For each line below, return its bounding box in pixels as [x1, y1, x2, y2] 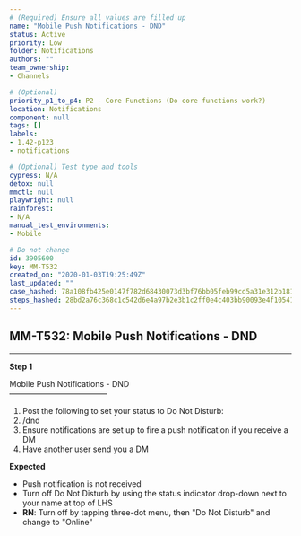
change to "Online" [21, 516, 93, 527]
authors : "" [9, 55, 54, 64]
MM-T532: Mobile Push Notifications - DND [9, 329, 258, 344]
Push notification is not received [21, 478, 142, 489]
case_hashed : [9, 287, 58, 296]
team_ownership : [9, 64, 70, 73]
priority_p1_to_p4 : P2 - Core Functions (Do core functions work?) [9, 96, 267, 105]
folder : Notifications [9, 47, 94, 56]
